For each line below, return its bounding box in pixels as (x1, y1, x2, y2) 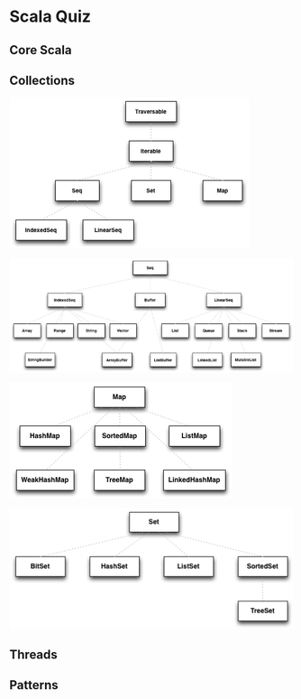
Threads (9, 647, 59, 662)
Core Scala (9, 42, 72, 58)
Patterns (9, 677, 59, 693)
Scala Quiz (9, 6, 92, 27)
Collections (9, 72, 75, 88)
